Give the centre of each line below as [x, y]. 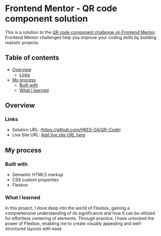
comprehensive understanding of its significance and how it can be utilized [80, 213]
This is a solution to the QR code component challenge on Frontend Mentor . [80, 32]
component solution [47, 19]
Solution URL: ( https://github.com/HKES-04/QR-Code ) [66, 130]
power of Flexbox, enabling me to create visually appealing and [68, 223]
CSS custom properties [35, 180]
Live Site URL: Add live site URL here [49, 135]
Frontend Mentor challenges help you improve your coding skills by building [81, 37]
